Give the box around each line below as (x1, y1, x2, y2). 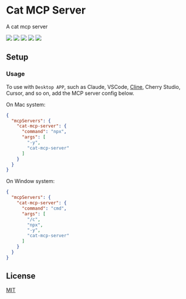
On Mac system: (6, 101, 46, 108)
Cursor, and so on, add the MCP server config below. (6, 89, 135, 97)
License (6, 271, 36, 281)
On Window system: (6, 178, 55, 185)
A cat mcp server (6, 23, 48, 30)
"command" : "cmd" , (21, 205, 67, 211)
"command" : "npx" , (21, 129, 67, 135)
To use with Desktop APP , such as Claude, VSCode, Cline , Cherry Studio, (6, 83, 181, 90)
